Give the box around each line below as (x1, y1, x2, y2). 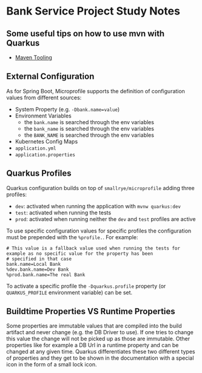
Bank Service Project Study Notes (6, 4, 181, 18)
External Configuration (6, 71, 95, 82)
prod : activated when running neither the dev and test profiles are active (15, 215, 196, 222)
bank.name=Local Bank (6, 261, 61, 267)
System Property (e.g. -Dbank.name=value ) (15, 105, 120, 113)
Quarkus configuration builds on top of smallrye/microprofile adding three (6, 184, 195, 191)
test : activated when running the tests (15, 209, 112, 216)
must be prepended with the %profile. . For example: (6, 233, 138, 240)
